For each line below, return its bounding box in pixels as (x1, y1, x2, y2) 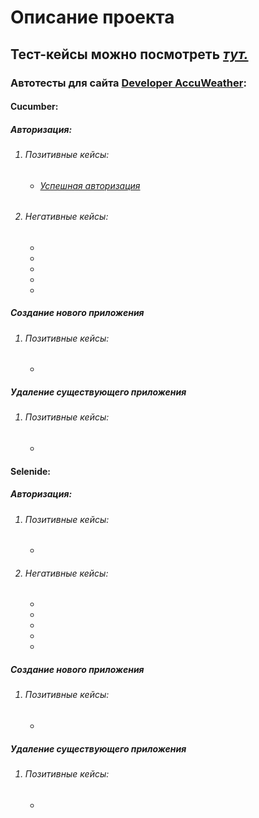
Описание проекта (10, 6, 175, 29)
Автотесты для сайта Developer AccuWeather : (10, 76, 247, 90)
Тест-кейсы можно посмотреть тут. (10, 46, 249, 63)
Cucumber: (10, 101, 59, 113)
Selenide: (10, 465, 51, 477)
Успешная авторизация (39, 179, 141, 191)
